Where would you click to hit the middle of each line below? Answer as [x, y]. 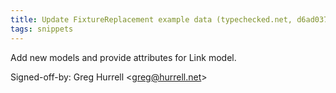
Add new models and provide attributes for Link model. [123, 57]
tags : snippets [42, 29]
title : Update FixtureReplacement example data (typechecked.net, [151, 19]
